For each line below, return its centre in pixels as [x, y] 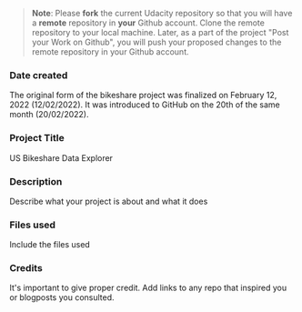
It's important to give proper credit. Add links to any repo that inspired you [148, 288]
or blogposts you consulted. [62, 297]
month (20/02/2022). [49, 115]
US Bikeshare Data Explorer [61, 157]
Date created [39, 75]
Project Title [37, 138]
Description [36, 181]
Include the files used [50, 245]
